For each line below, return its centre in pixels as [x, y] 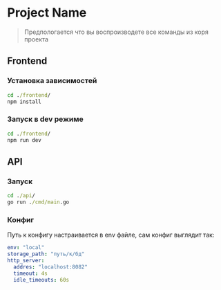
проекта [36, 39]
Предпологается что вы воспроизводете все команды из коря [116, 32]
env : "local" [26, 248]
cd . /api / [21, 196]
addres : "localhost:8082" [51, 267]
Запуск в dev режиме [46, 119]
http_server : [26, 260]
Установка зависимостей [52, 81]
